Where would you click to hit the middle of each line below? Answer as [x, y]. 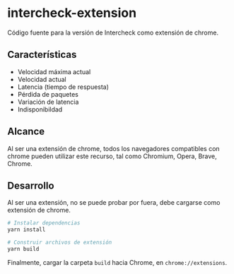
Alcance [26, 132]
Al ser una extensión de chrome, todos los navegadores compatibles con [114, 148]
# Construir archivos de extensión [60, 243]
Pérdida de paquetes [48, 94]
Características [42, 55]
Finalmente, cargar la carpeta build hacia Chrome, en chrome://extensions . [117, 262]
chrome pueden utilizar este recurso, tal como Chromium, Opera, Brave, [112, 156]
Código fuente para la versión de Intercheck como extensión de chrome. [113, 32]
